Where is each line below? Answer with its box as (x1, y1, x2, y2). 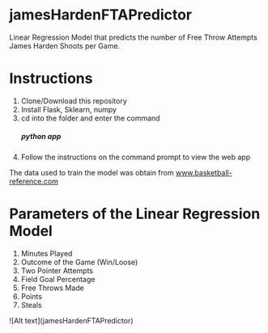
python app (20, 132, 62, 141)
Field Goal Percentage (20, 274, 96, 284)
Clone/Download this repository (20, 95, 128, 106)
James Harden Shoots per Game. (9, 40, 121, 50)
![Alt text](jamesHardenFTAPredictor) (9, 315, 134, 325)
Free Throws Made (20, 283, 84, 293)
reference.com (9, 176, 59, 186)
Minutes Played (20, 248, 73, 258)
